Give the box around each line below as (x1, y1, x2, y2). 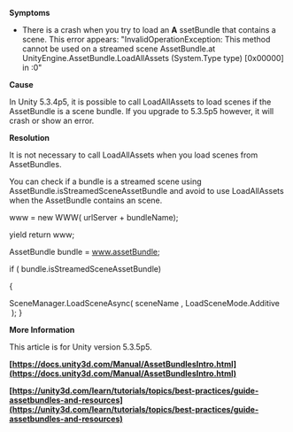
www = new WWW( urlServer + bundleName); (9, 212, 179, 222)
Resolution (9, 133, 50, 143)
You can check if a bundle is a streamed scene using (9, 176, 202, 187)
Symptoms (9, 8, 50, 18)
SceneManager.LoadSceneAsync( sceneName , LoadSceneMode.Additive (9, 298, 281, 308)
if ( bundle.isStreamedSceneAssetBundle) (9, 264, 162, 274)
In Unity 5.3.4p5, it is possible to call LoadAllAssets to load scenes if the (9, 96, 272, 107)
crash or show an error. (9, 115, 95, 126)
